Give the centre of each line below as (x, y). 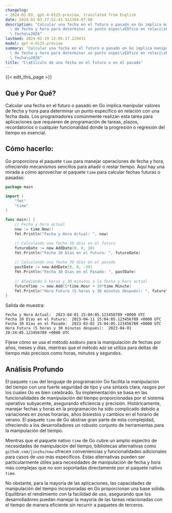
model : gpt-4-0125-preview (34, 44)
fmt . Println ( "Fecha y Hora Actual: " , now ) (62, 234)
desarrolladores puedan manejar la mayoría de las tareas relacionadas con (84, 500)
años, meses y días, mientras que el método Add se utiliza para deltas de (81, 348)
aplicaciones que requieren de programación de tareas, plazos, (72, 122)
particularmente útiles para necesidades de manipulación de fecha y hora (83, 462)
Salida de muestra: (25, 305)
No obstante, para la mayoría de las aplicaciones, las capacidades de (78, 483)
